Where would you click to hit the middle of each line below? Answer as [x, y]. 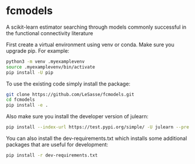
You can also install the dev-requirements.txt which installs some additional [97, 138]
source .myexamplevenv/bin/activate [51, 67]
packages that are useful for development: [57, 145]
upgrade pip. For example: [38, 50]
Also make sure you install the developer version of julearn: [77, 117]
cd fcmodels [20, 100]
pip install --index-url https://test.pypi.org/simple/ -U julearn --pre [98, 127]
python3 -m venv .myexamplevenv [45, 61]
